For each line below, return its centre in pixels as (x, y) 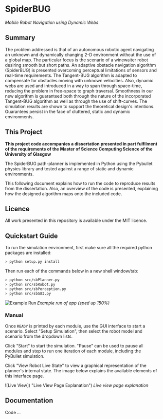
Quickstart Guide (32, 236)
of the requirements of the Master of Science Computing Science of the (79, 149)
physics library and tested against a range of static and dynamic (69, 168)
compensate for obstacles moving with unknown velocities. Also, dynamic (79, 80)
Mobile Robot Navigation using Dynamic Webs (52, 22)
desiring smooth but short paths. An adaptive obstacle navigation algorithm (81, 65)
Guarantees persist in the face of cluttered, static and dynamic (68, 111)
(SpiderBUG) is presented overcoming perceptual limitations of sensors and (81, 70)
